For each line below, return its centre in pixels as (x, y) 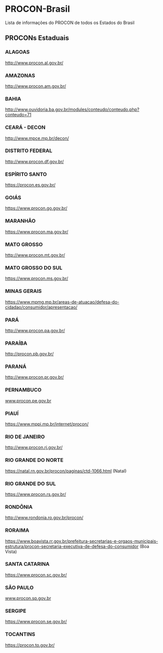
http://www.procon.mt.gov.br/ (35, 255)
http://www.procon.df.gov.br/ (35, 161)
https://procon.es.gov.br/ (30, 185)
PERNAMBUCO (23, 390)
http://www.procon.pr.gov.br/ (35, 377)
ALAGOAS (17, 52)
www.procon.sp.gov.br (28, 598)
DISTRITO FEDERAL (29, 151)
